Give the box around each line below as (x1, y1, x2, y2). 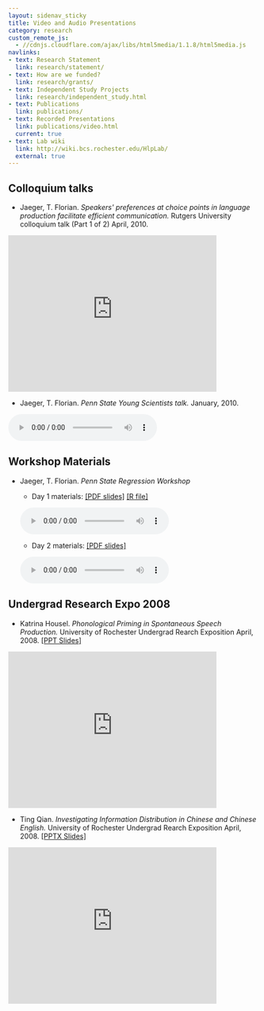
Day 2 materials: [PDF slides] (31, 540, 127, 550)
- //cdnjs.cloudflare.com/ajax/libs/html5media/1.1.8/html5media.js (15, 41, 247, 49)
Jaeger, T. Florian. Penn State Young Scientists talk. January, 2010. (19, 398, 239, 408)
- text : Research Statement (8, 56, 101, 64)
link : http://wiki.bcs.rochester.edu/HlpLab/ (15, 145, 169, 153)
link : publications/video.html (15, 122, 119, 130)
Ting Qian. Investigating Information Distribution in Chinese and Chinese (19, 814, 257, 823)
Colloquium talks (8, 181, 94, 195)
